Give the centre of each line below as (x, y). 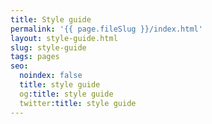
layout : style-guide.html (64, 38)
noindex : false (51, 76)
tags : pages (35, 57)
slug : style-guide (48, 47)
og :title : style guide (66, 94)
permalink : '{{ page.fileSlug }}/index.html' (106, 29)
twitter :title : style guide (78, 103)
